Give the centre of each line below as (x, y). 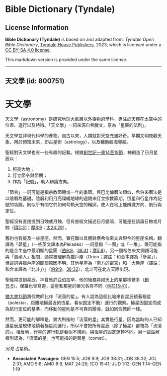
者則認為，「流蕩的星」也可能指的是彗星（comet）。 (57, 338)
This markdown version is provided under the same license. (66, 60)
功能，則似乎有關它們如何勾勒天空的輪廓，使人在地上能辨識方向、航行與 (88, 205)
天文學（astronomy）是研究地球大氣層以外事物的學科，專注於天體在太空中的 (83, 119)
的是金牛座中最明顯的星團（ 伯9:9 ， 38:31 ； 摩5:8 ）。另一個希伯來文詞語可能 (82, 251)
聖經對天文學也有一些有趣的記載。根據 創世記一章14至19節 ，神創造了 (75, 152)
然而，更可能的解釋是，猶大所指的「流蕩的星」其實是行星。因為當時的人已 (81, 319)
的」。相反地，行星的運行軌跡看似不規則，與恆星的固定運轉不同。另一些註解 (83, 332)
